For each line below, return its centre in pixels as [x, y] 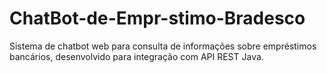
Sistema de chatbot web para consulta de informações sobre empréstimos [163, 46]
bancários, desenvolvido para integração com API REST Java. [136, 56]
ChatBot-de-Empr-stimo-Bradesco [157, 18]
